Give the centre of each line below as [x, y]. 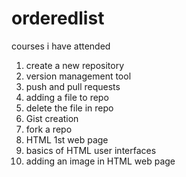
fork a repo [49, 129]
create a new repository [75, 65]
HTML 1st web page [67, 139]
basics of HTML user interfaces [91, 150]
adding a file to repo [67, 97]
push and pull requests [73, 86]
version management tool [78, 76]
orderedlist [58, 18]
